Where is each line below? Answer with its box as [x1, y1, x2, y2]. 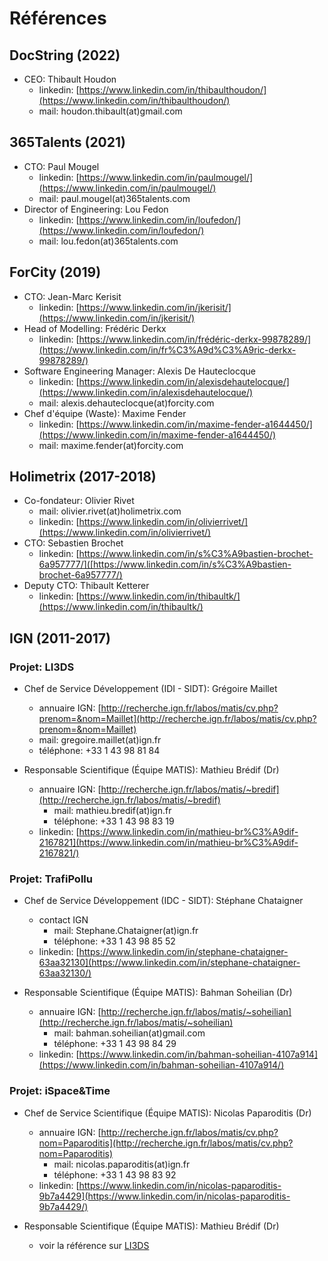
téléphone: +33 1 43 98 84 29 [53, 1038, 177, 1050]
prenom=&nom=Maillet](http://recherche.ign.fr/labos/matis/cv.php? [38, 713, 317, 725]
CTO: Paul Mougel [23, 160, 100, 172]
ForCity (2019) [9, 264, 102, 281]
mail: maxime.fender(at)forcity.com [38, 439, 184, 451]
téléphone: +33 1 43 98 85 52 [53, 935, 176, 947]
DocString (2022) [9, 47, 121, 64]
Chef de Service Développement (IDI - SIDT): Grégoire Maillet [23, 683, 278, 695]
